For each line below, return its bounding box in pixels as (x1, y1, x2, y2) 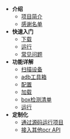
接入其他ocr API (21, 126, 61, 133)
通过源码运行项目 (21, 118, 64, 126)
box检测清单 (21, 96, 52, 103)
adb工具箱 (21, 73, 47, 80)
